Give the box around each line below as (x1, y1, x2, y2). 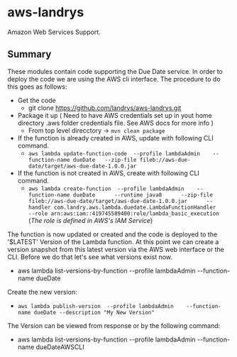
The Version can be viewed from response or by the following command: (7, 321, 221, 330)
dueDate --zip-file (72, 156, 137, 163)
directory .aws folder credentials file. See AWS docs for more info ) (17, 119, 214, 127)
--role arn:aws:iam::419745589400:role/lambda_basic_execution (28, 210, 220, 217)
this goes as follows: (7, 82, 67, 91)
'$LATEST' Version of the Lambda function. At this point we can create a (7, 237, 219, 246)
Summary (7, 48, 52, 60)
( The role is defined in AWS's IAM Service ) (28, 216, 153, 224)
